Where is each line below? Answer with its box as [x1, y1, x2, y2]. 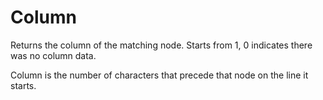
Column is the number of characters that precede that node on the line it [10, 69, 309, 81]
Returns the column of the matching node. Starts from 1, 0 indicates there [10, 39, 313, 51]
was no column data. [10, 49, 97, 61]
